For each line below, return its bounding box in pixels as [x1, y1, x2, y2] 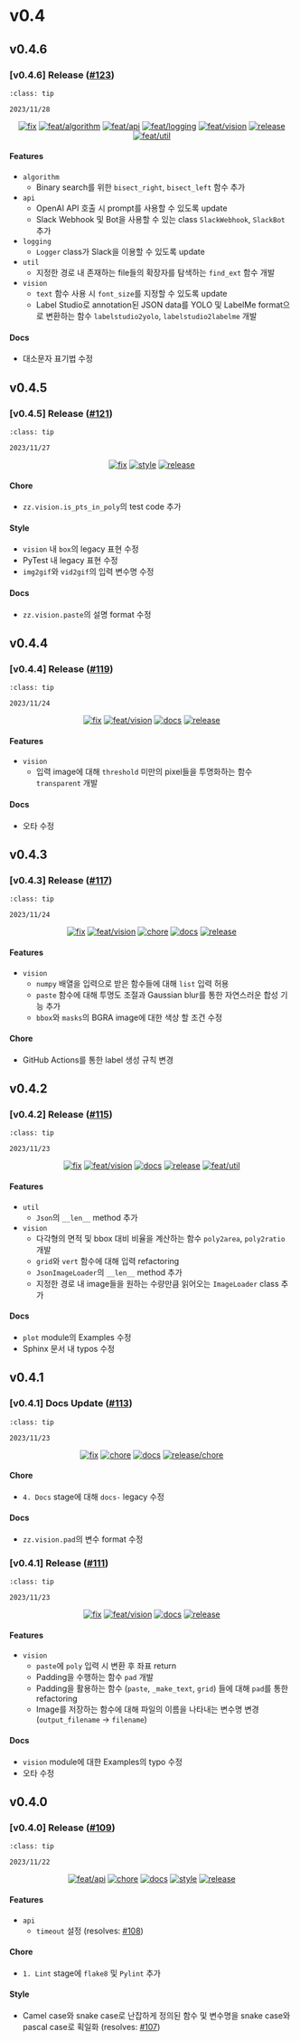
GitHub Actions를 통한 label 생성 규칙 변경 [22, 1054, 174, 1065]
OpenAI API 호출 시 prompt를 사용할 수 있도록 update [35, 203, 228, 213]
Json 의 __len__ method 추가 [35, 1212, 138, 1223]
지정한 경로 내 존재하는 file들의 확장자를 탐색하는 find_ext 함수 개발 [35, 268, 276, 279]
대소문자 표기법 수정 [22, 354, 93, 364]
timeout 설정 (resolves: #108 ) [35, 1925, 145, 1936]
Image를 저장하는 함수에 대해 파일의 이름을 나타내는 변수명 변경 [35, 1704, 259, 1715]
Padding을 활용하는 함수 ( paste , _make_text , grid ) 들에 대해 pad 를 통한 [35, 1683, 289, 1694]
